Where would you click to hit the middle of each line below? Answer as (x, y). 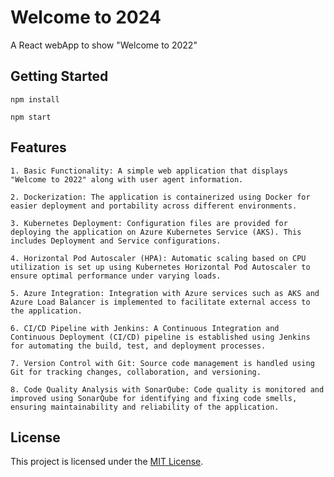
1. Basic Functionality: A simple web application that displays (149, 171)
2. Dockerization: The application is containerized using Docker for (160, 197)
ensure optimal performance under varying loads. (116, 276)
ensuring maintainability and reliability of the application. (145, 407)
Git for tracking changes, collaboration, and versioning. (136, 372)
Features (38, 147)
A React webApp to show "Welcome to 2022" (104, 45)
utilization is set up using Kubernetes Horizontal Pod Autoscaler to (160, 267)
